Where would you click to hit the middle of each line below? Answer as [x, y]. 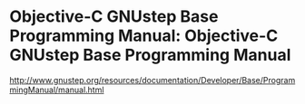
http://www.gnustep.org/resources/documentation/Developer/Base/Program [152, 80]
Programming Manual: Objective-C [144, 36]
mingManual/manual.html [57, 90]
